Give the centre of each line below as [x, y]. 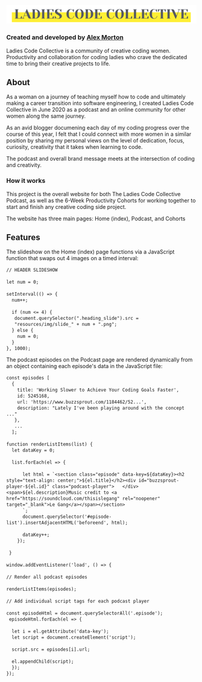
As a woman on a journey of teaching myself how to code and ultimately [96, 97]
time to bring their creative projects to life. [58, 63]
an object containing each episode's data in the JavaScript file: [84, 366]
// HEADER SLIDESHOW [32, 270]
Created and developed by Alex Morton [65, 37]
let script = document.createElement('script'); [74, 638]
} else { [23, 331]
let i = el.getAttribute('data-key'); [61, 632]
